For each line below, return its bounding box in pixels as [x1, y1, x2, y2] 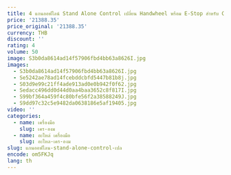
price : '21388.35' [7, 17, 60, 23]
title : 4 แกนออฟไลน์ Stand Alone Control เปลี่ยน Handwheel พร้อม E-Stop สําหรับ [7, 10, 219, 17]
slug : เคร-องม [19, 125, 56, 132]
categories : [7, 112, 41, 119]
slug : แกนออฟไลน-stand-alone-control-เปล [7, 145, 122, 152]
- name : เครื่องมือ [13, 119, 55, 126]
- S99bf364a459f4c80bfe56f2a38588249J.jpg [13, 94, 137, 101]
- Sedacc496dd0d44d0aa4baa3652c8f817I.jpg [13, 87, 137, 94]
